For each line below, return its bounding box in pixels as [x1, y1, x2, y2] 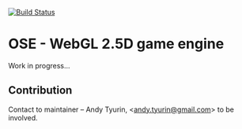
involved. [8, 112, 38, 122]
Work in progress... [8, 61, 70, 70]
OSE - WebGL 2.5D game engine [8, 35, 225, 53]
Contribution [8, 83, 73, 98]
